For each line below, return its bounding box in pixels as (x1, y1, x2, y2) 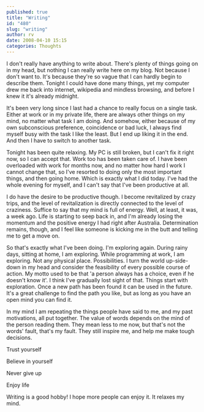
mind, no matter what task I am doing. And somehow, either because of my (6, 117, 196, 124)
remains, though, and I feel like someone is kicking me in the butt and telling (6, 225, 198, 233)
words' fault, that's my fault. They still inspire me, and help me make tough (6, 327, 195, 334)
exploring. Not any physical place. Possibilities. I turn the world (6, 257, 165, 264)
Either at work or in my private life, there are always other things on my (6, 111, 185, 118)
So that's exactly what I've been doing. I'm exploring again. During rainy (6, 244, 188, 251)
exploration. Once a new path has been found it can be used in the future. (6, 283, 193, 290)
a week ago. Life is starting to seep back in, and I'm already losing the (6, 212, 183, 220)
